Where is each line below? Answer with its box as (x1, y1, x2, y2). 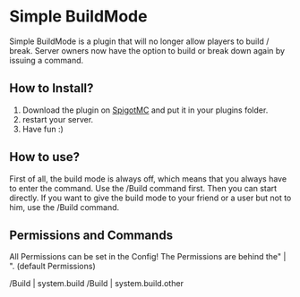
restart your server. (21, 114, 94, 124)
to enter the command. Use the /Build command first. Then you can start (9, 182, 278, 193)
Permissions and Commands (9, 227, 173, 242)
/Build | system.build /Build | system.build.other (9, 278, 184, 289)
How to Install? (9, 81, 94, 96)
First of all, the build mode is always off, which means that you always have (9, 173, 287, 184)
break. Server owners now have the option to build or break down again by (9, 45, 285, 55)
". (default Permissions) (9, 261, 96, 272)
